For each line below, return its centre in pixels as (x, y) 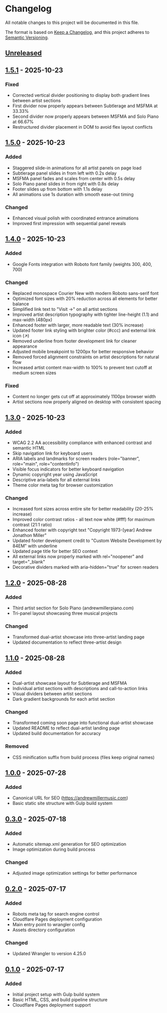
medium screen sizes (34, 373)
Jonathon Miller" (29, 535)
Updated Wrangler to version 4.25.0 (49, 954)
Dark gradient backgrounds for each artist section (64, 699)
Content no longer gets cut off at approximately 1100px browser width (84, 397)
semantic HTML (29, 448)
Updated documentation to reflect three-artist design (67, 642)
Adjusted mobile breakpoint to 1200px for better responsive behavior (83, 351)
